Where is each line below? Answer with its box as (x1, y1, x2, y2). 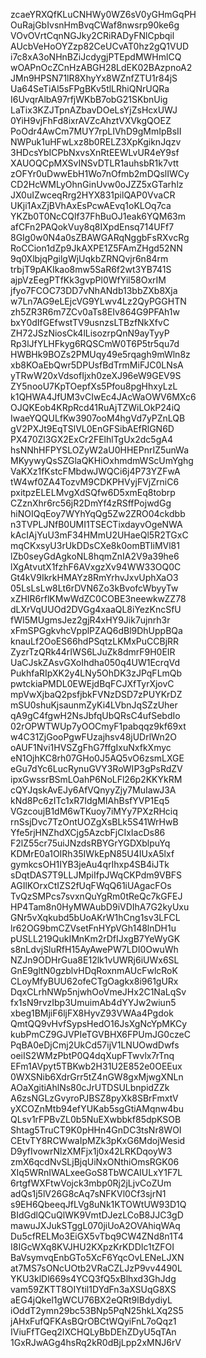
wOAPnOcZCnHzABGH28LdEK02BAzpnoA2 (10, 62, 193, 73)
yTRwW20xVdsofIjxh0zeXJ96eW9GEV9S (10, 370, 182, 381)
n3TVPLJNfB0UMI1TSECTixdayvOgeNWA (10, 519, 183, 530)
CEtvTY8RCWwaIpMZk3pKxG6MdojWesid (10, 1135, 186, 1146)
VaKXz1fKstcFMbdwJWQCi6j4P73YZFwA (10, 465, 181, 477)
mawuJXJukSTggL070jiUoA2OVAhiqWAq (10, 1220, 181, 1231)
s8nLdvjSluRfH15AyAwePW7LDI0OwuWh (10, 944, 179, 955)
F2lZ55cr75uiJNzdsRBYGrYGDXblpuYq (10, 837, 171, 849)
